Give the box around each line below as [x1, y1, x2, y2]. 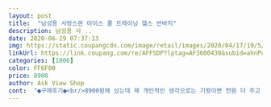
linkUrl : [8, 49, 38, 57]
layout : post [8, 11, 52, 20]
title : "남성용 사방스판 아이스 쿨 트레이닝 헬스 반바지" [8, 19, 177, 27]
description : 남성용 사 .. [8, 27, 93, 35]
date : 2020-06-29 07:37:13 [8, 34, 99, 43]
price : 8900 [8, 72, 48, 80]
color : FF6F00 [8, 64, 56, 72]
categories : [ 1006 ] [8, 57, 74, 65]
